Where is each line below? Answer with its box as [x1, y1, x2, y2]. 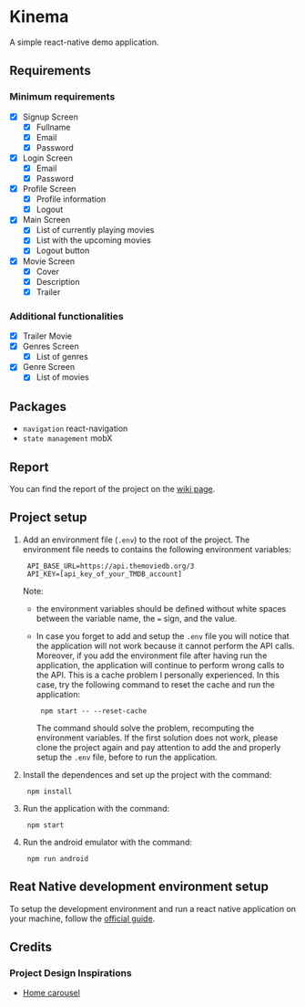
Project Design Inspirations [9, 966, 132, 979]
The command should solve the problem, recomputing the [36, 722, 255, 733]
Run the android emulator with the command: [22, 836, 193, 847]
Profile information [36, 194, 107, 205]
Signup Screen [22, 111, 79, 122]
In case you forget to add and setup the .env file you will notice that [36, 630, 290, 641]
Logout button [36, 245, 90, 257]
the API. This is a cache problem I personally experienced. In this [36, 669, 280, 680]
